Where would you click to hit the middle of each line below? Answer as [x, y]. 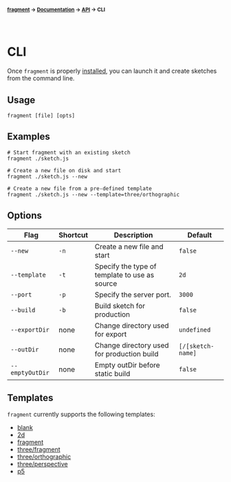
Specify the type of [125, 266]
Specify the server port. [133, 295]
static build [112, 374]
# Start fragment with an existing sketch [69, 152]
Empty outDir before [127, 365]
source [106, 284]
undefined [195, 330]
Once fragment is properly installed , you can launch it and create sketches [112, 71]
